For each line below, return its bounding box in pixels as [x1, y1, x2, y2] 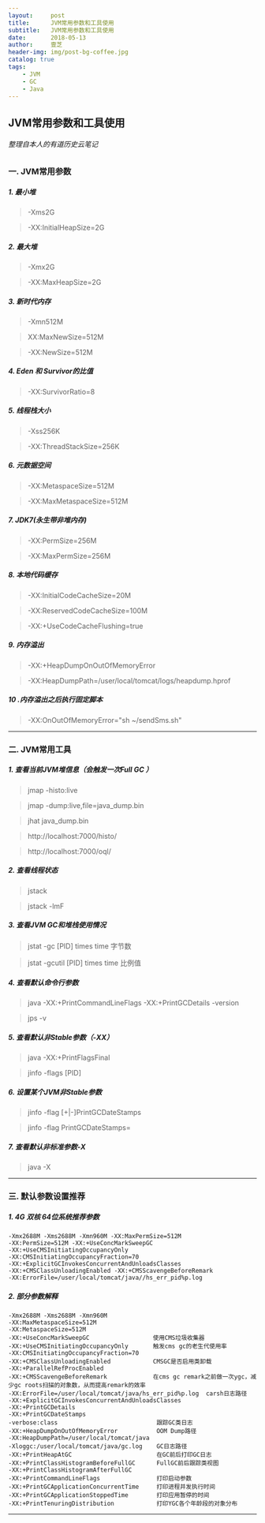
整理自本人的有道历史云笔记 [8, 140, 99, 149]
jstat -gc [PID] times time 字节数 [27, 941, 132, 951]
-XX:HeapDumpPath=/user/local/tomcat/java [8, 1434, 150, 1443]
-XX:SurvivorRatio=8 [27, 387, 95, 396]
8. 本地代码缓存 [8, 570, 58, 580]
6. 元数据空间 [8, 461, 51, 470]
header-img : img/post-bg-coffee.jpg [8, 48, 129, 56]
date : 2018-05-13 [8, 33, 87, 42]
